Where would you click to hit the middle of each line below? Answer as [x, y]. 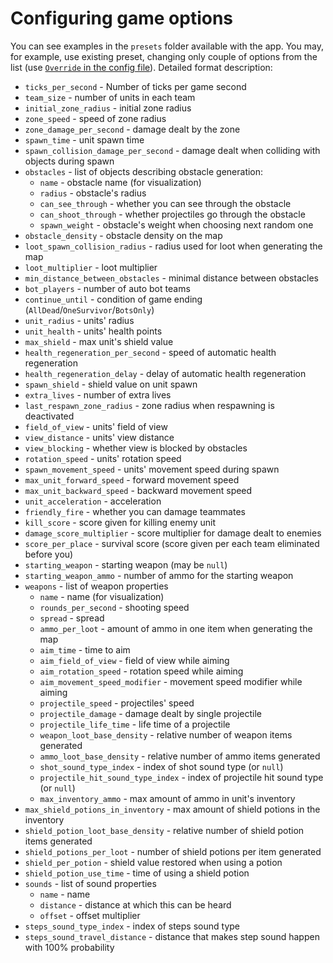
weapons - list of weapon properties [96, 586]
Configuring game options [122, 18]
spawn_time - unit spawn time [84, 139]
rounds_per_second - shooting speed [114, 607]
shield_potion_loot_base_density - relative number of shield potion [164, 830]
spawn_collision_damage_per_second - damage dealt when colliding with [172, 150]
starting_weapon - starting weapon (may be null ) [126, 564]
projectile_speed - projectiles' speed [117, 703]
